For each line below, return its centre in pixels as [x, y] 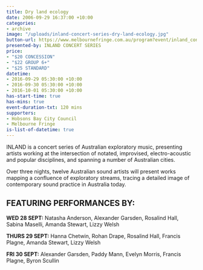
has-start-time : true [34, 96]
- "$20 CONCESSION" [31, 57]
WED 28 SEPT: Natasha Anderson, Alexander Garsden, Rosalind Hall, [92, 217]
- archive [19, 29]
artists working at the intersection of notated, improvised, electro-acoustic [99, 153]
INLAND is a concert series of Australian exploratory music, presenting [94, 147]
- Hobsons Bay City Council [42, 118]
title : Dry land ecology [37, 12]
